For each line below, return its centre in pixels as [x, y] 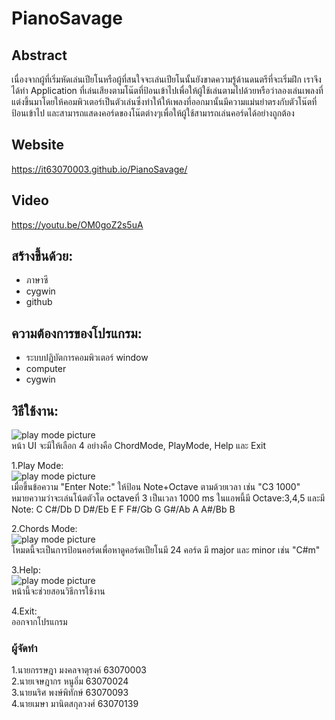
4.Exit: [24, 611]
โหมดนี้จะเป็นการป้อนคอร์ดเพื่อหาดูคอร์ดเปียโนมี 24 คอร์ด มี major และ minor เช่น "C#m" [166, 550]
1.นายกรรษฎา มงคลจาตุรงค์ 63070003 [79, 670]
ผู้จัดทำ [24, 648]
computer [46, 369]
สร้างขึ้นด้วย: [42, 256]
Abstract [39, 55]
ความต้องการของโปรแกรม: [77, 333]
